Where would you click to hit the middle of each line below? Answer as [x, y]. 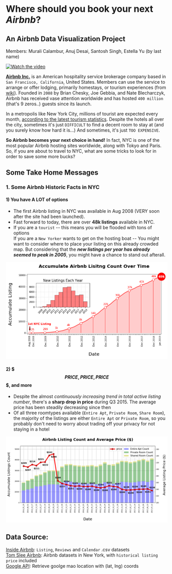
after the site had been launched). [49, 216]
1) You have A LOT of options [37, 199]
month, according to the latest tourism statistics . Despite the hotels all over [85, 119]
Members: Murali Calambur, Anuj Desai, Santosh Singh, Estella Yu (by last [84, 51]
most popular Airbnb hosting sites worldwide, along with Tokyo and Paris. [84, 145]
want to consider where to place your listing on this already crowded [86, 244]
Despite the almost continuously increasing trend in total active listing [87, 397]
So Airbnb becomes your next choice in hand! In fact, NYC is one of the [83, 140]
